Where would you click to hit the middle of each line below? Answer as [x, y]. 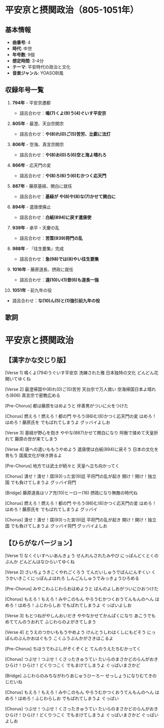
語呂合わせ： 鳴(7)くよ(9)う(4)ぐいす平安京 [63, 113]
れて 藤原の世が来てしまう [31, 439]
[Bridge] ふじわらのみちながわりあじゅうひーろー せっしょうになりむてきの [81, 676]
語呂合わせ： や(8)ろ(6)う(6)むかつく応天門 [63, 176]
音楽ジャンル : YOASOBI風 [38, 73]
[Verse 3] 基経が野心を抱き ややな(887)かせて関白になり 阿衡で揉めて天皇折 [82, 433]
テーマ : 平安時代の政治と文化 [41, 67]
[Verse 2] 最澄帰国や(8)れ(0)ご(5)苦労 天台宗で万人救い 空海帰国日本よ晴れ [81, 389]
